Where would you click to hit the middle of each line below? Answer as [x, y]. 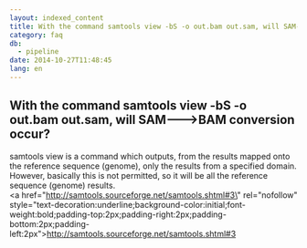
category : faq [37, 35]
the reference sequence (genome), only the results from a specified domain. [153, 166]
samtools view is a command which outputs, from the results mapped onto [150, 156]
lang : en [26, 69]
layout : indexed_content [57, 18]
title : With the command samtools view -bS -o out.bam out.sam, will [145, 26]
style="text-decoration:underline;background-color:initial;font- [128, 204]
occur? [30, 134]
